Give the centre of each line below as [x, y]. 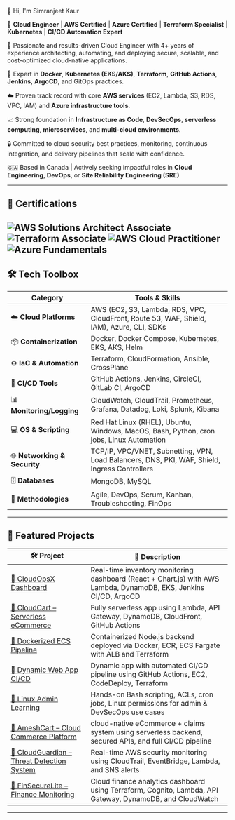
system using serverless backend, [147, 732]
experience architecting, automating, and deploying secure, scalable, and [113, 53]
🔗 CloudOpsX [33, 579]
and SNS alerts [115, 770]
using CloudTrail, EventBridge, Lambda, [155, 761]
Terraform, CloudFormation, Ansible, [150, 358]
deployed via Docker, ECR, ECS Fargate [155, 645]
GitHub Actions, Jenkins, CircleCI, [146, 379]
